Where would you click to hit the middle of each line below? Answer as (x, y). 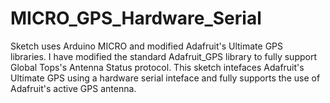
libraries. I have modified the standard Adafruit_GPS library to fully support (163, 56)
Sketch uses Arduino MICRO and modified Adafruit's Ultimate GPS (147, 46)
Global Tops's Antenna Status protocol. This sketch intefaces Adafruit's (157, 67)
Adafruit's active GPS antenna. (73, 88)
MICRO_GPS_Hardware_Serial (136, 18)
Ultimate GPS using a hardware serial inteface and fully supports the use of (165, 78)
